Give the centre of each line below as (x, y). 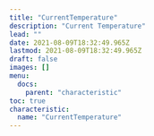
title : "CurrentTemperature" (64, 17)
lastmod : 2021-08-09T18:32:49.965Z (76, 51)
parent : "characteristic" (74, 92)
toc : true (28, 101)
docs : (28, 84)
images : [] (30, 68)
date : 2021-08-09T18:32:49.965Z (69, 42)
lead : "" (26, 34)
